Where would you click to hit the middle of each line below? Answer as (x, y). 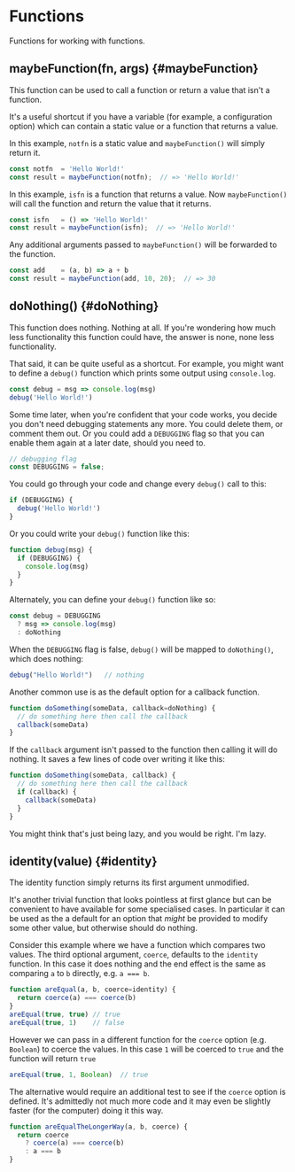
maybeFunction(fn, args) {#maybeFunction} (134, 69)
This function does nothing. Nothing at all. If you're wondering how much (143, 327)
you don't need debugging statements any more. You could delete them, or (146, 423)
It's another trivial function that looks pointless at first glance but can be (140, 900)
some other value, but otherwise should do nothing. (103, 928)
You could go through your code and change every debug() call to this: (138, 484)
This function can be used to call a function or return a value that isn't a (140, 89)
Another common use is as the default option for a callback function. (134, 692)
